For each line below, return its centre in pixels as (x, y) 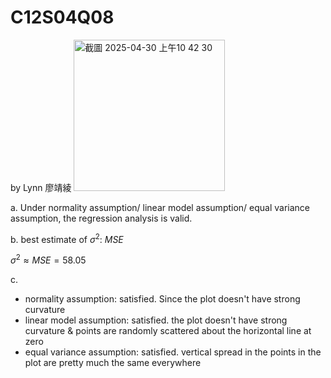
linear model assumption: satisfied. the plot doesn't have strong (156, 320)
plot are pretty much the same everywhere (113, 363)
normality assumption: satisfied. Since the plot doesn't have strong (162, 299)
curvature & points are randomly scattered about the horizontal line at (168, 331)
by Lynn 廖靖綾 (41, 187)
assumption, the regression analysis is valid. (101, 218)
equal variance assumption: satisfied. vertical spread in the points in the (173, 352)
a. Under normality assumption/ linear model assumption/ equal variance (160, 207)
